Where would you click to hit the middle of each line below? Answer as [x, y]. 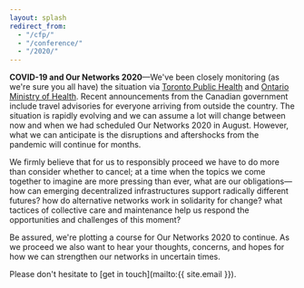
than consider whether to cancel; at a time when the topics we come [137, 172]
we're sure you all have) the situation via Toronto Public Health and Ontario [149, 87]
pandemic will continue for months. [75, 145]
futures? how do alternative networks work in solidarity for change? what [146, 201]
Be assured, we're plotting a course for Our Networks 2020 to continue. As [150, 237]
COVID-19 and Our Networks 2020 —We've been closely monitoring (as [144, 77]
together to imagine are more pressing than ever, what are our [125, 181]
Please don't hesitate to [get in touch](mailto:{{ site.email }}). [123, 274]
